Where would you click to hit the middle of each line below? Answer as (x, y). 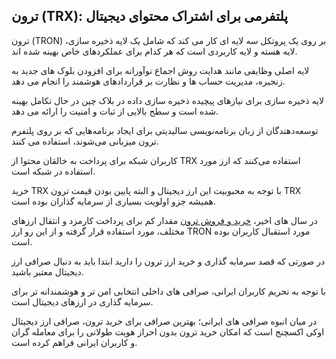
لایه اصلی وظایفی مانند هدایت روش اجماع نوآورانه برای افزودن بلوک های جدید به (160, 70)
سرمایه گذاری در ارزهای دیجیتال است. (82, 301)
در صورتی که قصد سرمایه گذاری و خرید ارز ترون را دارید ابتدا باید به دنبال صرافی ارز (168, 261)
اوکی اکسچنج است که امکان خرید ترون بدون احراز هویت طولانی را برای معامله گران (168, 331)
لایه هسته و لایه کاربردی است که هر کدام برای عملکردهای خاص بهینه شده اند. (154, 51)
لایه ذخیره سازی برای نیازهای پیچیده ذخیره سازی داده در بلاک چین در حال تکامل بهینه (167, 100)
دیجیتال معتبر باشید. (47, 271)
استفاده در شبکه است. (53, 171)
